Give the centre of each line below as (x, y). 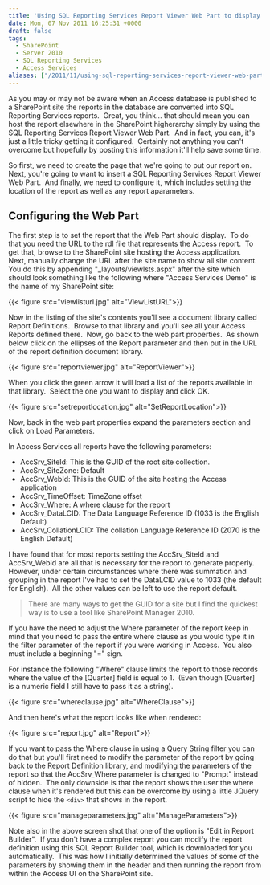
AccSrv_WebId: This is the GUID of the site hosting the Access (123, 479)
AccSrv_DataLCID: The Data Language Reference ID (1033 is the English (139, 513)
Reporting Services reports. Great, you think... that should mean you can (129, 115)
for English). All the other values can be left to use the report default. (123, 589)
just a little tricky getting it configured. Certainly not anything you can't (126, 141)
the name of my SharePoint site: (61, 287)
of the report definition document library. (76, 352)
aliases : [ (27, 75)
